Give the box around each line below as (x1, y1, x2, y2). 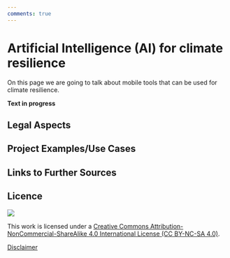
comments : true (7, 10, 52, 17)
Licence (7, 190, 43, 202)
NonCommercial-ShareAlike (7, 229, 87, 238)
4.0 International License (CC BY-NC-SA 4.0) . (88, 229, 220, 238)
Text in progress (7, 99, 56, 107)
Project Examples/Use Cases (7, 143, 136, 155)
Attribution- (150, 222, 184, 230)
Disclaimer (7, 243, 38, 251)
